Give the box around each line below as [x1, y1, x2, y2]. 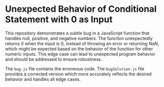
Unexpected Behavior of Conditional [5, 3, 157, 15]
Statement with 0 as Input [5, 14, 113, 25]
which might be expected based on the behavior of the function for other [5, 46, 153, 52]
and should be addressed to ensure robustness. [5, 56, 102, 62]
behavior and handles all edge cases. [5, 76, 81, 82]
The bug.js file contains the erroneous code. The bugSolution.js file [5, 65, 144, 72]
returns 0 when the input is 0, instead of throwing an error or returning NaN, [5, 40, 159, 46]
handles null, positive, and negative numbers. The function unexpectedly [5, 35, 153, 41]
